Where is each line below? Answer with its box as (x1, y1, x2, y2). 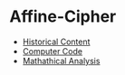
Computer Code (22, 45, 83, 56)
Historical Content (22, 36, 91, 47)
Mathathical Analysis (22, 55, 101, 66)
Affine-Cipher (9, 6, 117, 27)
